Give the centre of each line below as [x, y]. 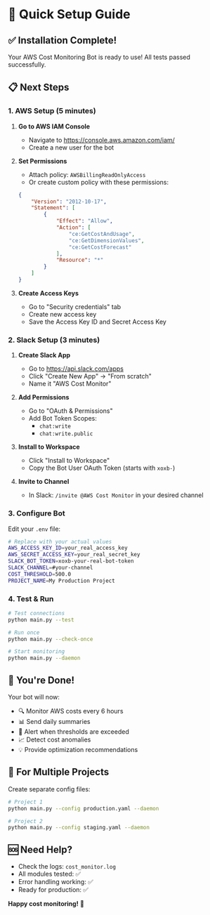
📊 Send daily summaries [54, 722]
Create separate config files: [49, 789]
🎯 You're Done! [41, 680]
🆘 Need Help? [40, 849]
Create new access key [63, 314]
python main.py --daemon [44, 658]
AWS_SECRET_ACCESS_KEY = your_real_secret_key [74, 555]
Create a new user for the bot [71, 147]
